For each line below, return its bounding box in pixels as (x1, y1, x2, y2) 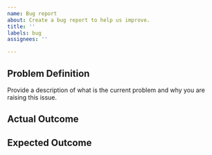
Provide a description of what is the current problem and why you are (7, 86, 206, 94)
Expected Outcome (7, 136, 92, 149)
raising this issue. (7, 93, 58, 101)
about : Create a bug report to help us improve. (7, 17, 150, 24)
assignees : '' (7, 36, 48, 43)
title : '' (7, 23, 36, 30)
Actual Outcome (7, 113, 79, 125)
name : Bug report (7, 10, 58, 17)
